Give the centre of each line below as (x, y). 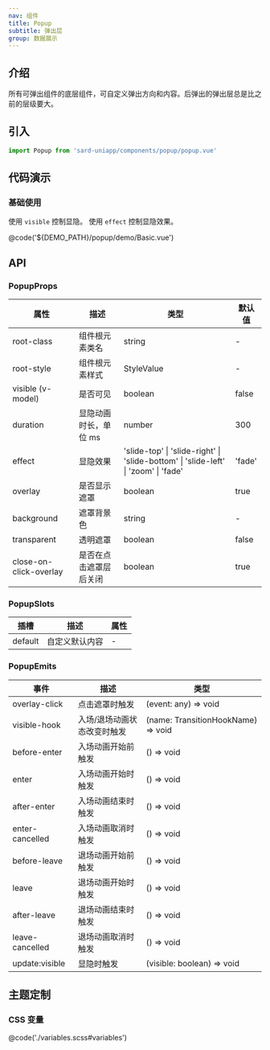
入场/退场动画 (104, 719)
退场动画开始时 (106, 882)
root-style (32, 369)
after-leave (34, 915)
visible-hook (37, 725)
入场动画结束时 (106, 801)
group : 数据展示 (33, 38)
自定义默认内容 (75, 642)
